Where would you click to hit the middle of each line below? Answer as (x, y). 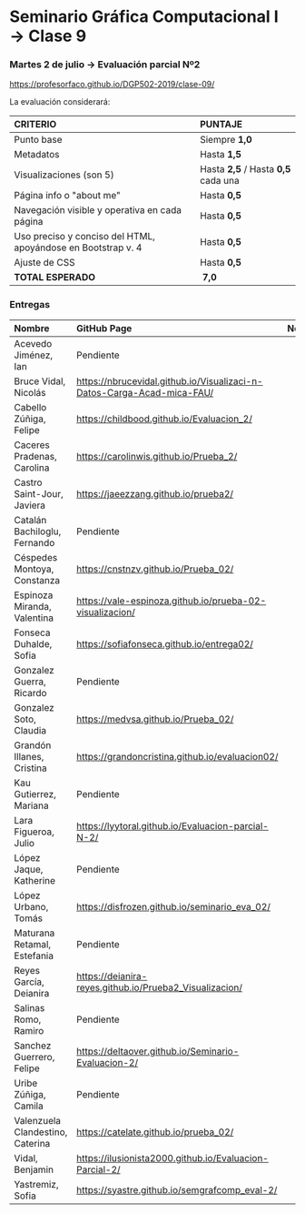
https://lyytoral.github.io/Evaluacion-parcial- (173, 825)
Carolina (32, 468)
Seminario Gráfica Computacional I (144, 17)
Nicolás (30, 392)
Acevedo (33, 343)
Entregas (30, 305)
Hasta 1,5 (221, 155)
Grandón (33, 745)
